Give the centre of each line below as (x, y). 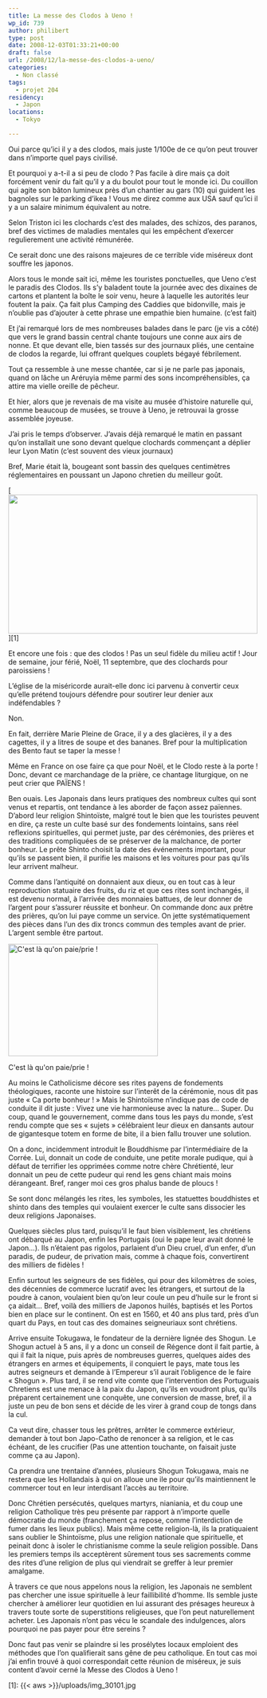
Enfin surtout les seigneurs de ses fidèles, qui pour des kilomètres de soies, (133, 1280)
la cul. (18, 1414)
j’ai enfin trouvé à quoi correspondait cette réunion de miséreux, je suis (125, 1661)
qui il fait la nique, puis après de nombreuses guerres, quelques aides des (130, 1355)
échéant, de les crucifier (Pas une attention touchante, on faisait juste (122, 1447)
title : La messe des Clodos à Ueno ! (71, 16)
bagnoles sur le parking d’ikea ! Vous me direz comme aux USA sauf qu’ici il (133, 198)
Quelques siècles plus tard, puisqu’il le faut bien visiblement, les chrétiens (130, 1230)
